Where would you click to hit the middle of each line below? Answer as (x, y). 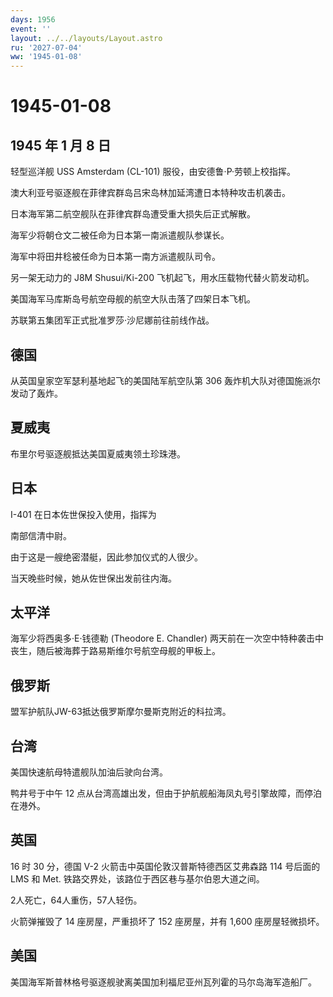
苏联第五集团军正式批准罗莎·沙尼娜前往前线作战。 (112, 320)
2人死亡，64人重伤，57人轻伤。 (76, 900)
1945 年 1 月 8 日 (61, 145)
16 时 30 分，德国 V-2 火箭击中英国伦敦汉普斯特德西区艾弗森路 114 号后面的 (165, 866)
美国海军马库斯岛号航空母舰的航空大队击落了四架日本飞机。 (133, 299)
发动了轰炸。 (36, 393)
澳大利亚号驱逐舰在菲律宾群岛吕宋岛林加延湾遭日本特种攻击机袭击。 (150, 193)
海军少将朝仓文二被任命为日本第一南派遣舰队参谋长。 (120, 235)
